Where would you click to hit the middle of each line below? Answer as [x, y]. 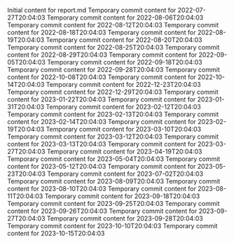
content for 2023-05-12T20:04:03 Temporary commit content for [102, 166]
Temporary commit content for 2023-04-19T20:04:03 [124, 151]
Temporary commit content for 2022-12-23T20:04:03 [123, 84]
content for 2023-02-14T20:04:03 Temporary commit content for [102, 121]
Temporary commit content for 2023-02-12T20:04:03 [123, 107]
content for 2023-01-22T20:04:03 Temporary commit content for [102, 99]
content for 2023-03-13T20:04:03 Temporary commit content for [102, 144]
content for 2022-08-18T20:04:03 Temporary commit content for [102, 32]
